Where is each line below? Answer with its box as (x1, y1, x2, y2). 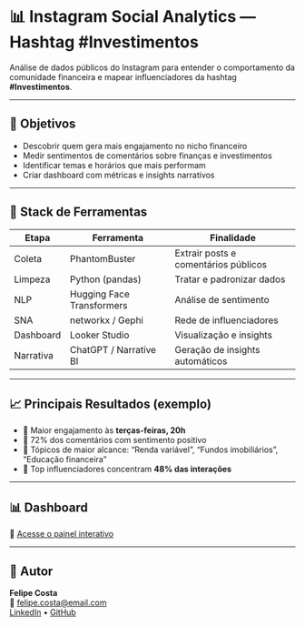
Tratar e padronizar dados (174, 273, 286, 286)
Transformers (69, 298, 128, 311)
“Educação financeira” (22, 454, 107, 465)
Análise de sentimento (174, 293, 270, 306)
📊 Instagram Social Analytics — (9, 6, 256, 27)
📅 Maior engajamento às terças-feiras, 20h (22, 425, 186, 436)
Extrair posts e (174, 247, 237, 259)
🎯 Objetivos (9, 116, 76, 132)
